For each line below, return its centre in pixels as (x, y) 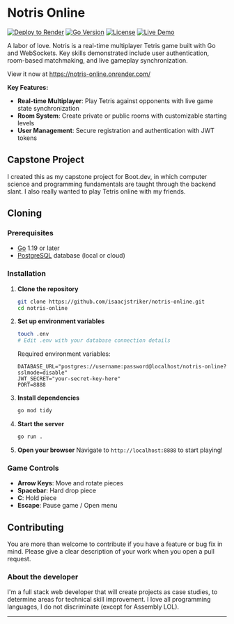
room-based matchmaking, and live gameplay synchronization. (97, 60)
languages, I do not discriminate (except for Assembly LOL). (93, 607)
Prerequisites (30, 233)
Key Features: (28, 87)
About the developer (43, 577)
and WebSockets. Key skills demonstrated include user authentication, (108, 53)
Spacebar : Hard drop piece (57, 491)
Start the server (41, 424)
